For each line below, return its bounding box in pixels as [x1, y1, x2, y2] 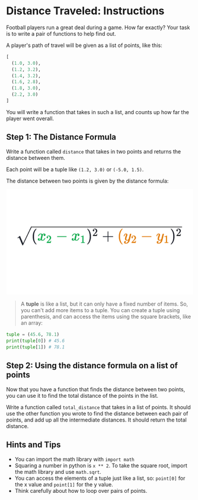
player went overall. [6, 115, 55, 122]
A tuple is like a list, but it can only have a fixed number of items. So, [20, 300, 189, 307]
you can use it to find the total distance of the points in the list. [6, 392, 159, 399]
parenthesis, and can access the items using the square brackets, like [20, 313, 191, 320]
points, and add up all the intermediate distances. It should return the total [6, 416, 187, 423]
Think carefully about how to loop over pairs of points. [14, 487, 148, 494]
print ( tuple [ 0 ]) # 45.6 [6, 338, 65, 344]
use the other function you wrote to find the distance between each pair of [6, 410, 189, 417]
